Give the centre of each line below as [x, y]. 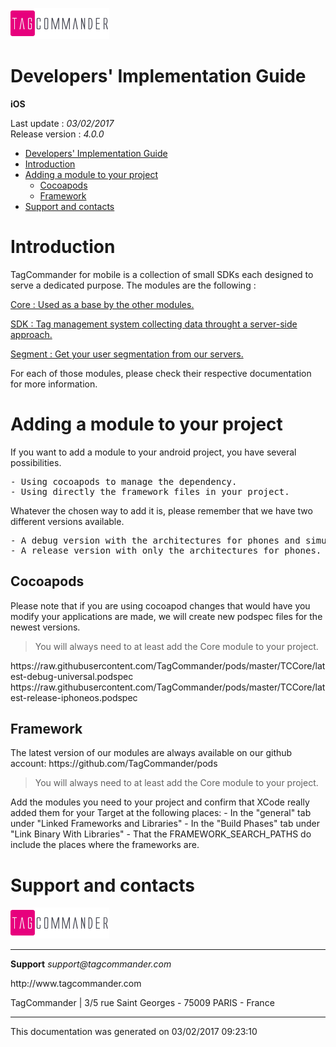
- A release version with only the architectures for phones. [166, 550]
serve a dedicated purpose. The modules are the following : [133, 285]
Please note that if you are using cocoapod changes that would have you [160, 605]
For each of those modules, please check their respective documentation [161, 373]
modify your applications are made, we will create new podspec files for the [166, 616]
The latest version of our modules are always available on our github [151, 753]
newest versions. [45, 627]
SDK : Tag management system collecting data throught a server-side [154, 324]
